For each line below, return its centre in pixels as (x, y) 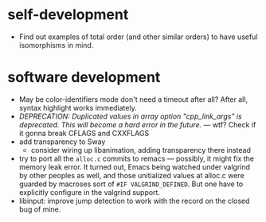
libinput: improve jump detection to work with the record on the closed (134, 201)
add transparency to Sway (62, 142)
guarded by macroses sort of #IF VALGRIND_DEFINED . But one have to (131, 184)
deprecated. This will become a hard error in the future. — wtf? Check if (137, 124)
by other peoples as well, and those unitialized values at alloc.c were (131, 175)
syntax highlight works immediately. (78, 107)
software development (84, 78)
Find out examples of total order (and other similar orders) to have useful (138, 37)
